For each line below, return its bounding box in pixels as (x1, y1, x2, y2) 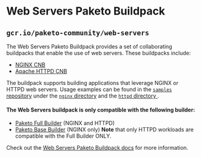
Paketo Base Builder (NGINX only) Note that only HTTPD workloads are (15, 126, 194, 133)
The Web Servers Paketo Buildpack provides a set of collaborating (6, 43, 172, 50)
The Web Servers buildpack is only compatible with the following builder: (6, 106, 196, 113)
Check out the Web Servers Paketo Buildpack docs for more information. (6, 144, 188, 152)
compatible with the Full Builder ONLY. (15, 132, 112, 140)
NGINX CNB (15, 61, 46, 68)
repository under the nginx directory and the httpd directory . (6, 92, 160, 99)
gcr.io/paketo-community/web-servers (6, 28, 149, 37)
